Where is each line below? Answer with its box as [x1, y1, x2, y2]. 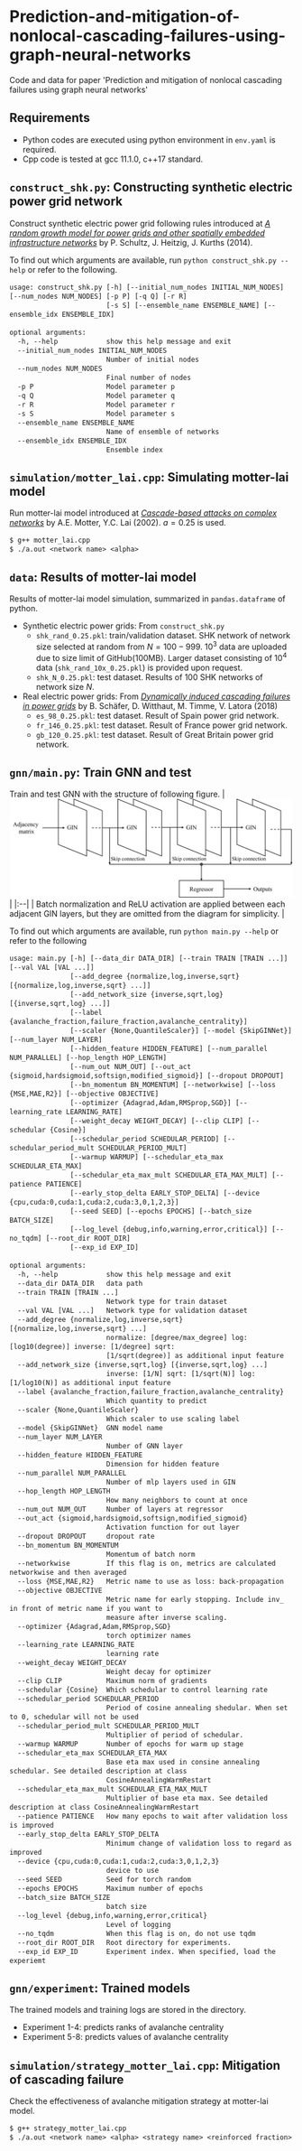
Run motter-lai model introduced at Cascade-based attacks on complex [9, 507, 278, 518]
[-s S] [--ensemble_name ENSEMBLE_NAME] [105, 301, 260, 310]
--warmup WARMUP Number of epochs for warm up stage [17, 1739, 244, 1748]
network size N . [35, 681, 95, 692]
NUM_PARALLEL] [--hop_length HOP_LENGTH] [9, 1053, 168, 1062]
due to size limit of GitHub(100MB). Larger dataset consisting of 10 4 [35, 650, 288, 663]
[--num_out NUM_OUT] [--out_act [69, 1062, 192, 1071]
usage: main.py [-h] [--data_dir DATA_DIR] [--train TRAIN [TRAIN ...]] [9, 954, 288, 963]
